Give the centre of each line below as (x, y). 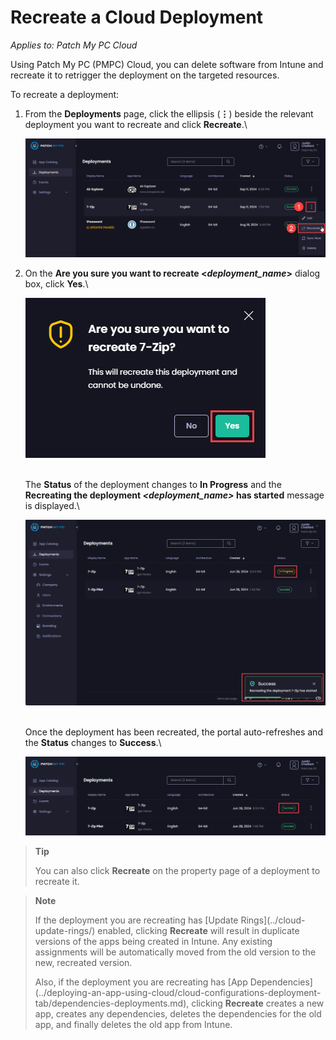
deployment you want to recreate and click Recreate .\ (136, 124)
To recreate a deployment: (65, 94)
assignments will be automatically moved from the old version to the (175, 952)
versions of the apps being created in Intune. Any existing (153, 942)
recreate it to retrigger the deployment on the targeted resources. (145, 75)
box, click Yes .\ (56, 284)
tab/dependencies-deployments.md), (112, 1003)
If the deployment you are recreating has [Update (136, 920)
